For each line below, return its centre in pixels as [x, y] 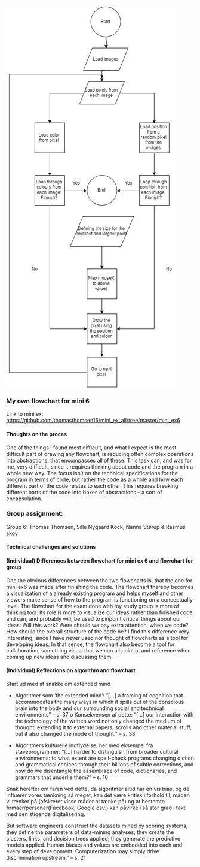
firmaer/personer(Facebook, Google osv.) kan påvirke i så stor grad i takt [96, 808]
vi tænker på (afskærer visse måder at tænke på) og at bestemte [86, 801]
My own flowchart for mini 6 [48, 401]
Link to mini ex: [25, 414]
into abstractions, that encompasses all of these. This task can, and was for [99, 460]
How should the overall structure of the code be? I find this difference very [98, 631]
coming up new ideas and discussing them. [60, 657]
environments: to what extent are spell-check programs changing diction [104, 758]
